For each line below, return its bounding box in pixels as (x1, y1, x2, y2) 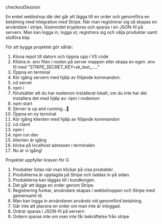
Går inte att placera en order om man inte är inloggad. (12, 203, 121, 209)
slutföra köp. (5, 34, 31, 40)
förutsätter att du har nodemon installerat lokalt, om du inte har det (12, 90, 147, 96)
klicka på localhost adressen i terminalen (12, 142, 95, 148)
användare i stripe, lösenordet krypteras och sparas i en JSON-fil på (5, 24, 143, 30)
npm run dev (12, 132, 39, 138)
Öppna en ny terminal (12, 111, 57, 117)
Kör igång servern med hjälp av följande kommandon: (12, 75, 121, 80)
